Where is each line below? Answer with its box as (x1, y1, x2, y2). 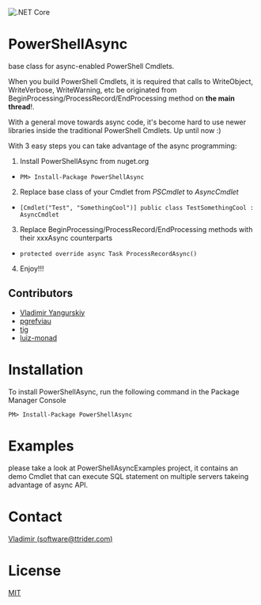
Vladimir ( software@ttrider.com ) (8, 534, 113, 543)
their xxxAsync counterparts (19, 233, 113, 242)
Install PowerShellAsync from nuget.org (19, 156, 149, 166)
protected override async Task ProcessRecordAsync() (19, 249, 198, 257)
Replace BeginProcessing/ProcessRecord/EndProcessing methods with (19, 224, 253, 234)
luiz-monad (19, 333, 58, 342)
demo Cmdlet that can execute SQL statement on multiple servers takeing (8, 471, 249, 481)
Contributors (8, 287, 74, 300)
